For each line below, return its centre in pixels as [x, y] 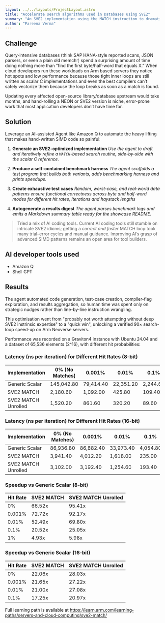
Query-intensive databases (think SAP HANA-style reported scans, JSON [79, 55]
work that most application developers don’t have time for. [64, 107]
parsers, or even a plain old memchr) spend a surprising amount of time [78, 61]
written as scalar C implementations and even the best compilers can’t [76, 81]
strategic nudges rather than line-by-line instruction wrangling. [69, 309]
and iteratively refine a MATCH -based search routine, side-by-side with [82, 154]
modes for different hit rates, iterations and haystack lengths [74, 199]
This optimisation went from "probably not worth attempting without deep [80, 319]
